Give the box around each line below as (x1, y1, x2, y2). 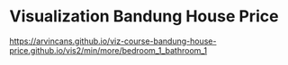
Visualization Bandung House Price (9, 6, 279, 27)
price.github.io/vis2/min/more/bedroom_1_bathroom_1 (9, 45, 208, 55)
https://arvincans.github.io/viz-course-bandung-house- (9, 36, 217, 46)
